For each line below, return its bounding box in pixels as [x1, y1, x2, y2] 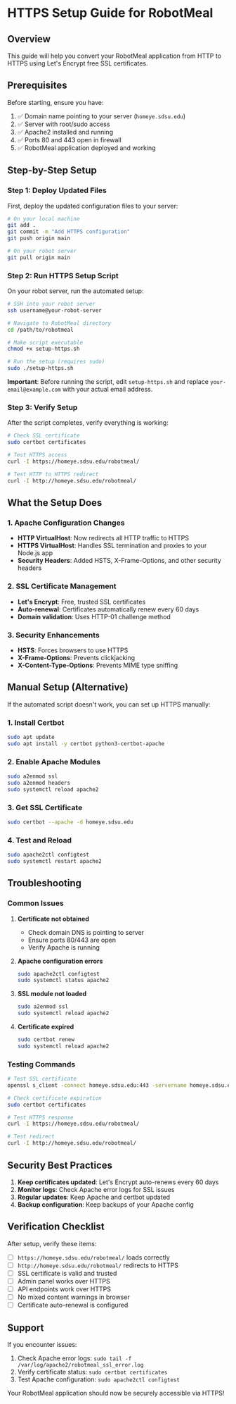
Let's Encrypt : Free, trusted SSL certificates [17, 597, 146, 606]
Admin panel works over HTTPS [17, 1276, 110, 1285]
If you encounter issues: [7, 1340, 77, 1348]
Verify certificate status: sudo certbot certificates [17, 1367, 168, 1376]
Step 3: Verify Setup [7, 402, 78, 412]
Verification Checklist [7, 1221, 105, 1233]
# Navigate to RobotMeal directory [7, 319, 112, 327]
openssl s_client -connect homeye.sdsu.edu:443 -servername [7, 1081, 188, 1089]
